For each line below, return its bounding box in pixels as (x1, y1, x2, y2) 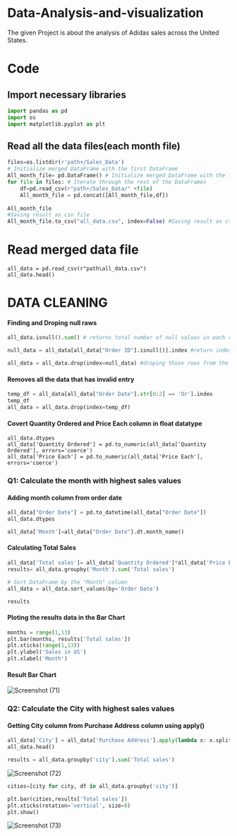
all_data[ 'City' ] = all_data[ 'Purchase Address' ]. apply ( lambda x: (7, 737, 207, 744)
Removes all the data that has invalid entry (7, 375, 135, 383)
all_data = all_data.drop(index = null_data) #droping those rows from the (7, 360, 229, 367)
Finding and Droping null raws (7, 318, 97, 326)
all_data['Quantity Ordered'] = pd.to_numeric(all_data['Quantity (7, 441, 207, 448)
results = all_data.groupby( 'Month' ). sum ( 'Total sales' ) (7, 565, 175, 573)
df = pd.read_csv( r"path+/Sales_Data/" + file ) (20, 185, 153, 192)
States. (7, 35, 28, 44)
